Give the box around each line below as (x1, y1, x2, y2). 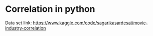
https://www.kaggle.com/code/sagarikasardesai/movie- (33, 20, 148, 26)
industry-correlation (5, 25, 46, 31)
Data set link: (5, 20, 32, 26)
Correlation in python (5, 3, 96, 15)
